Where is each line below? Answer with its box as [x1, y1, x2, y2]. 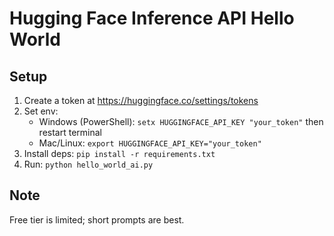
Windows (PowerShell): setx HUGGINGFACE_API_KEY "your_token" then [38, 116, 324, 127]
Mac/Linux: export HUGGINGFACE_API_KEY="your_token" [38, 137, 262, 149]
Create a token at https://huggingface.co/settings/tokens [23, 95, 259, 106]
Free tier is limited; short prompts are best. [9, 213, 185, 226]
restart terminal [38, 127, 102, 138]
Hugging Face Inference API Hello [9, 7, 295, 30]
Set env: [23, 105, 59, 117]
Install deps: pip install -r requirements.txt [23, 148, 216, 159]
